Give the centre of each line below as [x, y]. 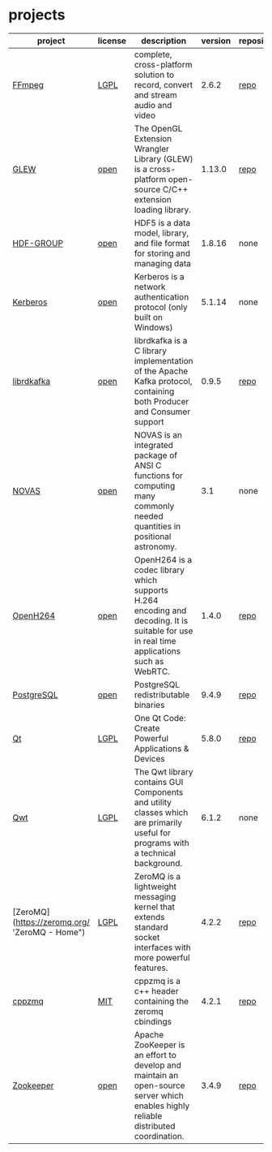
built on [149, 317]
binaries [149, 705]
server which [159, 1095]
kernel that [155, 907]
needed [149, 516]
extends [149, 917]
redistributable [162, 694]
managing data [163, 263]
